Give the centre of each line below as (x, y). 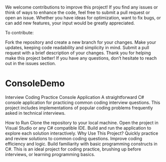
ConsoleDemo (35, 83)
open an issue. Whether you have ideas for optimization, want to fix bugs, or (83, 18)
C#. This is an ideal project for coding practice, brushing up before (73, 149)
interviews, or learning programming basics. (50, 154)
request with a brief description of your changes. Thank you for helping (78, 53)
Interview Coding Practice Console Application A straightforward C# (75, 97)
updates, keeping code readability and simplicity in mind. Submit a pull (77, 47)
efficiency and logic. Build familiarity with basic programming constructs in (81, 144)
